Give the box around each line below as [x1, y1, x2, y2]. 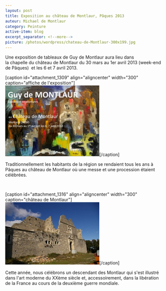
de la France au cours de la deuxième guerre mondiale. [5, 280, 119, 286]
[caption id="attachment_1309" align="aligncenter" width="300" [5, 74, 139, 80]
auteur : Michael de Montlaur [5, 19, 66, 24]
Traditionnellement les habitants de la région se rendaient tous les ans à [5, 161, 154, 167]
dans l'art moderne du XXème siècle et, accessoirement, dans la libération [5, 274, 159, 280]
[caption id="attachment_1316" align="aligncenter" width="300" [5, 191, 138, 197]
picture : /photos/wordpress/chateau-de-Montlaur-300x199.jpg [5, 40, 136, 45]
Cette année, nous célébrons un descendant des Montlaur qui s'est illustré [5, 269, 159, 275]
